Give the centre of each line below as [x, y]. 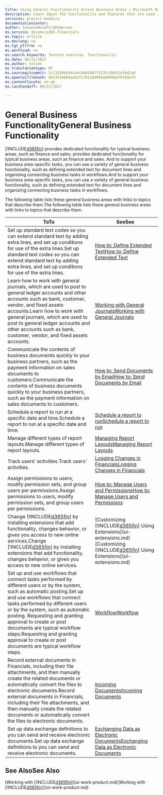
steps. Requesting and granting [42, 634]
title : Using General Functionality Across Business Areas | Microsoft [79, 9]
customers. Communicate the [41, 380]
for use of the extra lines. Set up [43, 249]
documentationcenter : [27, 23]
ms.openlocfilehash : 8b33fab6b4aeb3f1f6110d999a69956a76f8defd [70, 77]
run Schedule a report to [122, 421]
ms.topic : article [24, 37]
